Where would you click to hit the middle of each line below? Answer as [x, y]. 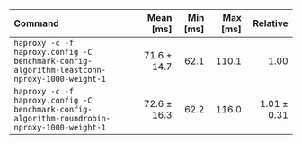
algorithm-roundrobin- [62, 118]
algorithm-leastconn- [60, 70]
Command [37, 23]
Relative [271, 23]
